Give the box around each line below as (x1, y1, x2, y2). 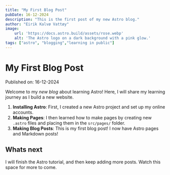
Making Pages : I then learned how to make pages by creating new (12, 114, 152, 120)
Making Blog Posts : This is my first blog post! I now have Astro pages (12, 125, 159, 132)
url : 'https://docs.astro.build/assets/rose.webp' (14, 31, 124, 36)
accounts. (12, 109, 34, 115)
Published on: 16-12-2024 (5, 79, 59, 85)
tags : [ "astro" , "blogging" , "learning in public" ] (5, 40, 115, 46)
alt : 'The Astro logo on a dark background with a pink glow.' (14, 36, 151, 41)
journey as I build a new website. (5, 94, 74, 100)
